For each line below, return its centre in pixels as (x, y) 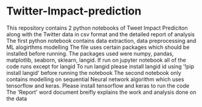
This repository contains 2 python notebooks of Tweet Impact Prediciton (97, 28)
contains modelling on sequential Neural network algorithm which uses (95, 79)
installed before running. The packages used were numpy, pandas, (90, 53)
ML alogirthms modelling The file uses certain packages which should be (98, 47)
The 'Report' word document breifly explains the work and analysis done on (101, 92)
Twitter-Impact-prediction (74, 11)
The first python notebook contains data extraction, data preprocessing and (101, 41)
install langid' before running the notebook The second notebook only (94, 73)
